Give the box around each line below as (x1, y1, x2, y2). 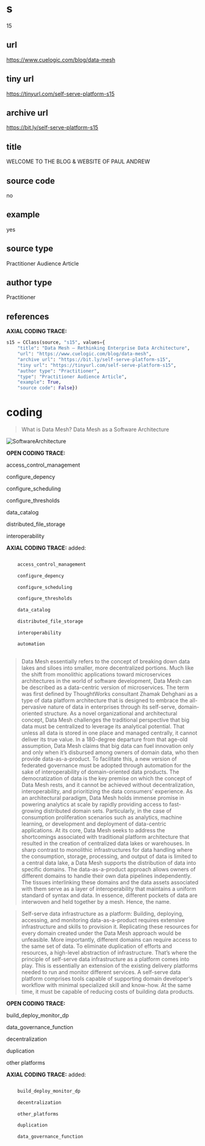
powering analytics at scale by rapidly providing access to (21, 800, 168, 808)
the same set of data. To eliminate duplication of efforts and (21, 942, 173, 950)
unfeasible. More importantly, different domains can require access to (21, 936, 198, 944)
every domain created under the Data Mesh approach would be (21, 930, 182, 937)
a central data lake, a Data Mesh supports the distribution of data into (21, 859, 196, 867)
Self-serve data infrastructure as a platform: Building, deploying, (21, 910, 184, 917)
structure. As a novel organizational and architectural (43, 710, 177, 717)
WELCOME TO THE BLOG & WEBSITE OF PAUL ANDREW (6, 158, 150, 165)
